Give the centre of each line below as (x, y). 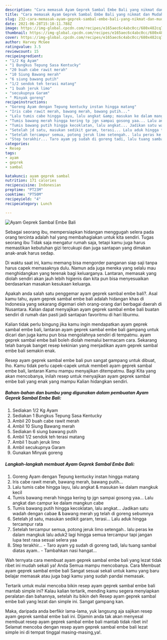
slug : (11, 19)
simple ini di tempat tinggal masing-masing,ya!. (53, 633)
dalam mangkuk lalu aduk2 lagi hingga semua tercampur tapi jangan (82, 535)
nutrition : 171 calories (31, 181)
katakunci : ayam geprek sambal (38, 176)
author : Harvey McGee (28, 42)
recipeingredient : (24, 56)
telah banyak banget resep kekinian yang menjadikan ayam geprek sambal (82, 345)
